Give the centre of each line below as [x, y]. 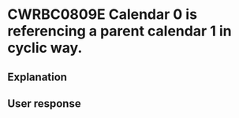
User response [44, 103]
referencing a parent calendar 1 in [119, 31]
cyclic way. [45, 48]
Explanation [37, 77]
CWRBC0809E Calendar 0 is [103, 15]
